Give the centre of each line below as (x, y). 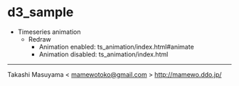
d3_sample (41, 12)
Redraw (39, 39)
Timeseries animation (49, 32)
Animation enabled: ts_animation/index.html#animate (116, 47)
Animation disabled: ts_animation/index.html (103, 54)
